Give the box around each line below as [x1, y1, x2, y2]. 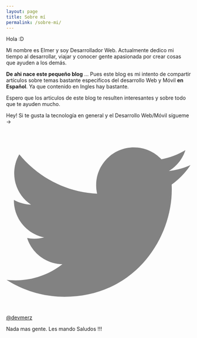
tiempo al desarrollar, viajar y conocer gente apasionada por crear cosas [6, 53, 182, 60]
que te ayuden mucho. [6, 101, 60, 108]
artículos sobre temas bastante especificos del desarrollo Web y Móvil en [6, 77, 184, 84]
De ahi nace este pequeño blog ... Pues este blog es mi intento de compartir [6, 71, 191, 78]
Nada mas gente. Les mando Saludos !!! [6, 326, 103, 333]
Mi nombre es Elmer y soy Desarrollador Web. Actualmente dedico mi [6, 47, 174, 54]
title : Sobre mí [6, 14, 46, 20]
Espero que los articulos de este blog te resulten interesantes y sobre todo [6, 94, 186, 101]
